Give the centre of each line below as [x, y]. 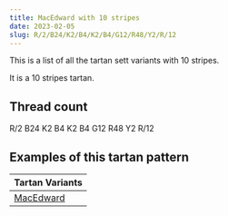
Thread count [49, 107]
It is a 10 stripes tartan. [52, 78]
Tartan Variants [49, 182]
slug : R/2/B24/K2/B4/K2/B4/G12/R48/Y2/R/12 [93, 34]
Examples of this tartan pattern [99, 157]
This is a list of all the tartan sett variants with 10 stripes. [114, 61]
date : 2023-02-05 [42, 26]
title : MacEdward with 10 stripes [75, 18]
